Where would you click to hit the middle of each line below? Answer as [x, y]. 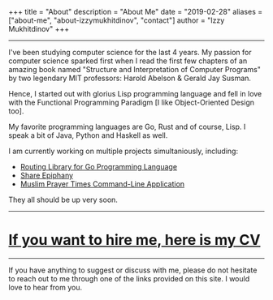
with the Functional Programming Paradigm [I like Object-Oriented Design [131, 102]
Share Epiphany [47, 175]
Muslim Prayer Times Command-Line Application [102, 184]
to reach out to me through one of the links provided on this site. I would [129, 278]
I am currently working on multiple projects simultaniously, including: [123, 151]
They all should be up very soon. [63, 199]
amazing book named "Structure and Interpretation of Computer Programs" [135, 69]
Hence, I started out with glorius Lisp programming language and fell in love [135, 94]
